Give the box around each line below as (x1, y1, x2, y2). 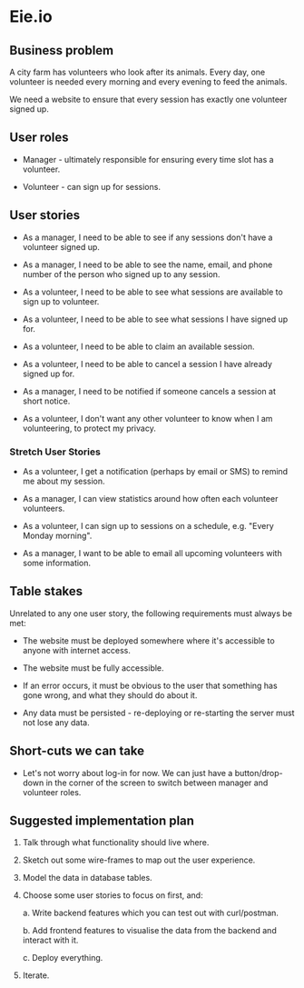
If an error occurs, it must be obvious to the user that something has (22, 680, 279, 691)
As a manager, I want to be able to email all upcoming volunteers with (22, 547, 283, 558)
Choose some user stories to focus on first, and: (22, 890, 203, 901)
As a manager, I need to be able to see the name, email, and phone (22, 259, 273, 270)
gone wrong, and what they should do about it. (22, 689, 198, 701)
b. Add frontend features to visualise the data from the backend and (22, 925, 277, 936)
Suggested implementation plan (9, 813, 195, 828)
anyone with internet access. (22, 644, 132, 655)
